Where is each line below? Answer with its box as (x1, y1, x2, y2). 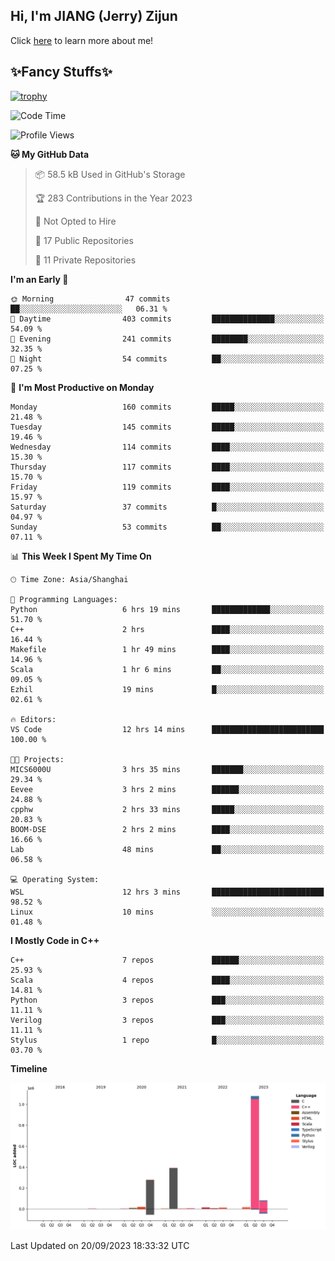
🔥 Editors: (10, 714, 57, 724)
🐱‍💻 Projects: (10, 754, 65, 764)
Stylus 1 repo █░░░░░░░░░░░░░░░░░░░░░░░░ (10, 1035, 325, 1045)
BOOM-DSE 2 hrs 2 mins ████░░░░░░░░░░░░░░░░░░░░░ (10, 824, 325, 834)
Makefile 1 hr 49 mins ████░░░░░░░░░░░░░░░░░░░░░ (10, 644, 325, 654)
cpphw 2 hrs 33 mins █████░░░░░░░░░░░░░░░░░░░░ (10, 804, 325, 814)
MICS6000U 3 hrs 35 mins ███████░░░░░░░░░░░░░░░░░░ (10, 764, 325, 774)
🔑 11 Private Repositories (34, 254, 137, 266)
